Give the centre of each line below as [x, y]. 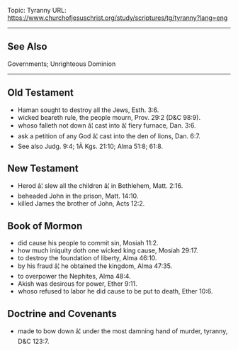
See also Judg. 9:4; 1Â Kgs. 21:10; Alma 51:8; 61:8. [90, 146]
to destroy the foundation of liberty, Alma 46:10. [87, 258]
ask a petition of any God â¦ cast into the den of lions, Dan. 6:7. [109, 136]
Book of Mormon [45, 226]
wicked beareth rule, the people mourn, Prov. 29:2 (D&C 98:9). [109, 117]
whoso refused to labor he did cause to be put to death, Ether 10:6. [115, 291]
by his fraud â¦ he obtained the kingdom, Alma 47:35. [95, 266]
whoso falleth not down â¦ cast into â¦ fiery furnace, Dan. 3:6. [107, 125]
